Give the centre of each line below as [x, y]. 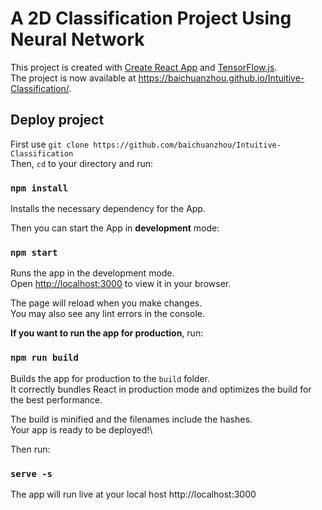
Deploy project [57, 120]
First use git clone [50, 144]
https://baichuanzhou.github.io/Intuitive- [221, 78]
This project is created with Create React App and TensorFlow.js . [144, 67]
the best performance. [56, 399]
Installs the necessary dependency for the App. [108, 209]
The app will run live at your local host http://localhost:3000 [133, 494]
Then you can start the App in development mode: [115, 228]
